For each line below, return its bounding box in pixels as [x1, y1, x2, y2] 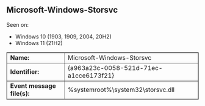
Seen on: [6, 21, 29, 28]
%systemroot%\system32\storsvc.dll [67, 85, 175, 94]
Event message [10, 82, 56, 90]
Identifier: [10, 67, 40, 76]
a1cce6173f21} [67, 71, 115, 80]
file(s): [10, 89, 30, 97]
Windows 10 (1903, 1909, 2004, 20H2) [15, 33, 112, 40]
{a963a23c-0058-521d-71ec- [67, 63, 163, 72]
